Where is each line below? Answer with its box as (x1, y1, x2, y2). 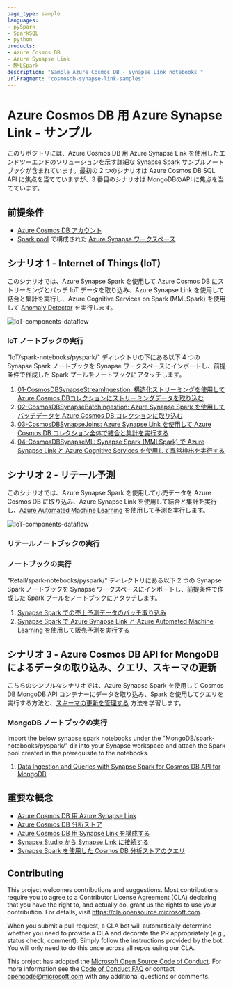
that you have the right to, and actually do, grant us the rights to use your (7, 901, 217, 909)
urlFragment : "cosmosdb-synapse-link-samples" (7, 75, 145, 82)
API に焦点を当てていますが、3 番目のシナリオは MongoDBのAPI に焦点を (7, 175, 218, 183)
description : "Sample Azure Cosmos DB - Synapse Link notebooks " (7, 68, 204, 75)
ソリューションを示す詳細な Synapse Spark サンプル (55, 158, 207, 166)
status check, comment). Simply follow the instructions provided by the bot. (7, 936, 225, 944)
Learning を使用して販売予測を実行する (17, 626, 130, 635)
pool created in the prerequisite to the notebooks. (7, 749, 150, 758)
